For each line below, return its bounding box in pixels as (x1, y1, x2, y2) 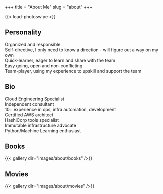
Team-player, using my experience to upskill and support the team (5, 68, 142, 74)
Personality (5, 28, 42, 37)
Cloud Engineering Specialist (5, 96, 65, 102)
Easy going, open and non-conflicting (5, 62, 83, 69)
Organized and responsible (5, 41, 61, 47)
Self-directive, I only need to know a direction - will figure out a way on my (5, 47, 159, 53)
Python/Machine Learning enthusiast (5, 127, 81, 134)
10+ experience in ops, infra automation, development (5, 106, 116, 112)
